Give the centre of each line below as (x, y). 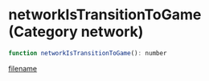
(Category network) (76, 32)
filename (23, 68)
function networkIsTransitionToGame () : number (88, 53)
